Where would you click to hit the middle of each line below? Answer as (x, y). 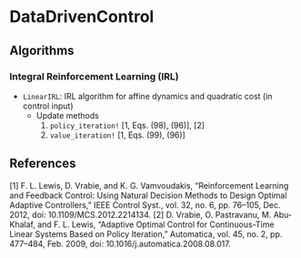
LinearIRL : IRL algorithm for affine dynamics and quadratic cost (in (147, 96)
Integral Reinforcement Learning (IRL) (94, 77)
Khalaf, (23, 224)
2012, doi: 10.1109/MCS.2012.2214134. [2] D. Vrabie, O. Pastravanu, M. (140, 214)
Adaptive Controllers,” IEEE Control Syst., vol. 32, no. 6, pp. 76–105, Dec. (145, 205)
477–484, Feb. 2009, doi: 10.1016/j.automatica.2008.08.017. (120, 243)
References (43, 164)
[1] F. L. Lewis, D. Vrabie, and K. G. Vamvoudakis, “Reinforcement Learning (149, 185)
